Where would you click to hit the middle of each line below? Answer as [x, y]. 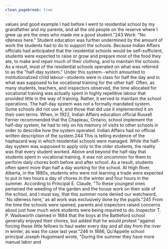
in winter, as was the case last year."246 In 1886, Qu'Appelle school [75, 231]
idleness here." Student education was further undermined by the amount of [84, 40]
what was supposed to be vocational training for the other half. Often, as [80, 82]
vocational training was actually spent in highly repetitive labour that [76, 93]
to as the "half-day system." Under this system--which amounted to [75, 72]
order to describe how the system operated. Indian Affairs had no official [80, 130]
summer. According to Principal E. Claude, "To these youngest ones [75, 183]
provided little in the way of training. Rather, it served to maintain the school [83, 98]
